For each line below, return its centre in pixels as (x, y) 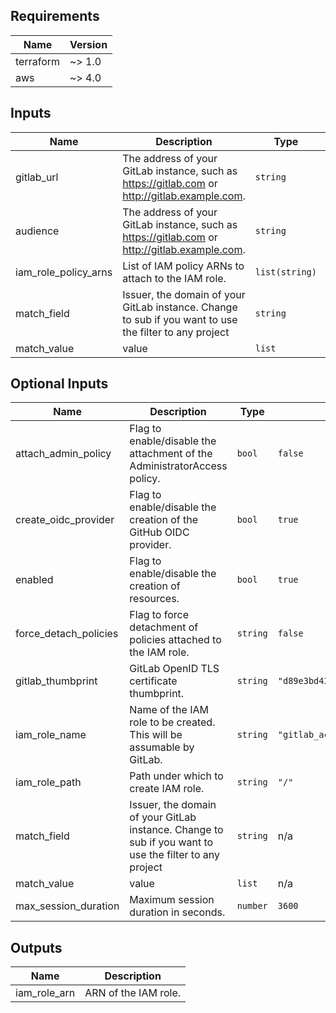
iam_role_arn (45, 993)
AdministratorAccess (178, 466)
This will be (156, 735)
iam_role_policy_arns (64, 272)
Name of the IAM (169, 710)
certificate (153, 681)
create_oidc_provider (65, 520)
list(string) (285, 272)
